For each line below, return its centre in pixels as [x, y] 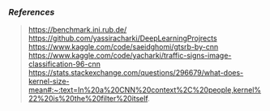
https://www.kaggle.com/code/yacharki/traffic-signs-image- [130, 56]
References [32, 12]
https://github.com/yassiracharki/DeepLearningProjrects [122, 38]
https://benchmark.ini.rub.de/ [77, 30]
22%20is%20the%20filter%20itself [88, 99]
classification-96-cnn [64, 64]
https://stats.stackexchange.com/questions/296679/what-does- [136, 73]
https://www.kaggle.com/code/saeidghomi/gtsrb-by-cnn [123, 47]
